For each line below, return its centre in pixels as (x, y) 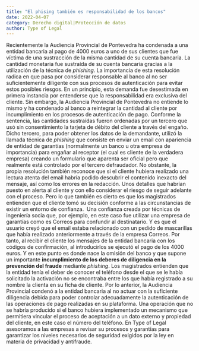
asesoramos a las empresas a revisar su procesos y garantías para (88, 329)
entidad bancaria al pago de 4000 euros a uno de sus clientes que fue (92, 52)
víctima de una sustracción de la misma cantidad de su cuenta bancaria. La (98, 58)
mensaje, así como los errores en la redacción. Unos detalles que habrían (96, 184)
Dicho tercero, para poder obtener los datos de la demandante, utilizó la (94, 134)
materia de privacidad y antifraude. (49, 341)
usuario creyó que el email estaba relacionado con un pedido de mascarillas (99, 228)
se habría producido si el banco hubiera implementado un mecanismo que (97, 310)
